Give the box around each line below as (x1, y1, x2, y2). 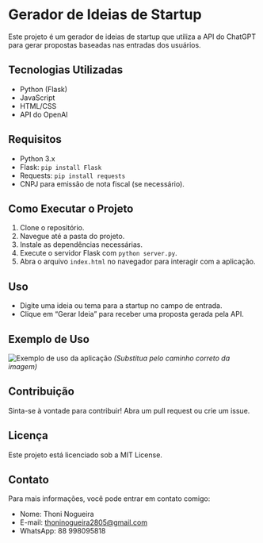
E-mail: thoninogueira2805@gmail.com (19, 518, 148, 527)
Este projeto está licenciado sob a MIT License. (8, 450, 162, 460)
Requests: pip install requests (19, 171, 126, 180)
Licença (8, 429, 49, 442)
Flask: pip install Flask (19, 162, 102, 171)
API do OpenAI (19, 110, 69, 119)
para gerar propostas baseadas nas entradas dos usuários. (8, 40, 201, 49)
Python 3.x (19, 153, 55, 164)
